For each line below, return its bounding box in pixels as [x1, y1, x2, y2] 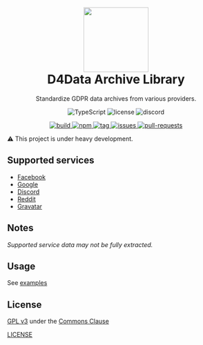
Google [17, 180, 39, 188]
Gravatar [17, 202, 43, 210]
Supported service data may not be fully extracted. [7, 240, 153, 248]
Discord [17, 187, 40, 196]
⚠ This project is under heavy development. [7, 135, 133, 143]
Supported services [7, 155, 95, 166]
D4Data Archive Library [47, 72, 185, 88]
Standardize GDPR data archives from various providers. [35, 94, 197, 103]
